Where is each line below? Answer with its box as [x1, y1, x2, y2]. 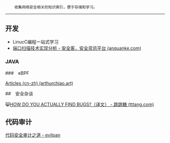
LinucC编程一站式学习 [12, 38, 59, 44]
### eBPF [5, 70, 29, 76]
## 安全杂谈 [5, 90, 33, 97]
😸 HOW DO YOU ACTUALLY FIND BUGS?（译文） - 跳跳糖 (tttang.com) [5, 102, 154, 108]
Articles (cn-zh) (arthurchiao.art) [5, 80, 73, 86]
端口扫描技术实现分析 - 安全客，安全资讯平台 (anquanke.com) [12, 45, 142, 51]
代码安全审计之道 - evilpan [5, 132, 61, 138]
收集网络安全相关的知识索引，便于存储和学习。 [14, 5, 98, 10]
